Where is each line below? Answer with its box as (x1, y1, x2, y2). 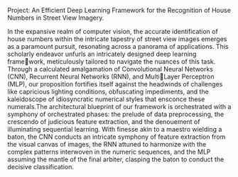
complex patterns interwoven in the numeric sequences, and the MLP (7, 148, 211, 156)
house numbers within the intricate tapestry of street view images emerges (7, 35, 227, 43)
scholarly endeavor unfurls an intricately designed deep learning (7, 50, 197, 58)
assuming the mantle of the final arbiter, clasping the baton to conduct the (7, 155, 225, 164)
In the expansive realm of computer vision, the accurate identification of (7, 28, 218, 35)
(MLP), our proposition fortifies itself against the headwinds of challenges (7, 80, 223, 88)
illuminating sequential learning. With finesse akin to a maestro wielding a (7, 125, 222, 133)
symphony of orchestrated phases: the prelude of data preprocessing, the (7, 110, 225, 118)
